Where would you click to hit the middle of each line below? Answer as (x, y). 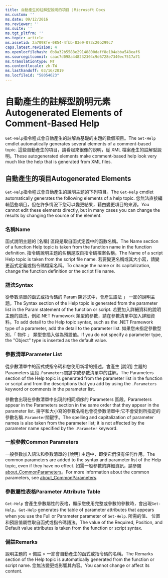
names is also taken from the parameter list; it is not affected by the (75, 423)
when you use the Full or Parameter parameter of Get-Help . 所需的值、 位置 (83, 516)
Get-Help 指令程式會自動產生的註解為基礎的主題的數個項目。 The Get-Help (80, 138)
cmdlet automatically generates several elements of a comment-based (78, 143)
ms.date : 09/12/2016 (27, 19)
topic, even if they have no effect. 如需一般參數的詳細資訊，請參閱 (73, 465)
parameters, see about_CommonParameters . (51, 477)
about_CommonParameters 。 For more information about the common (77, 472)
